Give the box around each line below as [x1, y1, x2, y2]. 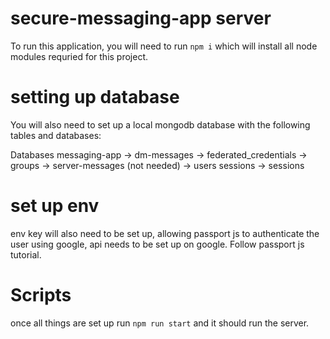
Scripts [10, 284, 72, 306]
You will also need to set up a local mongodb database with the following [10, 118, 311, 131]
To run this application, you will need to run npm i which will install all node [10, 40, 318, 52]
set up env [10, 195, 100, 217]
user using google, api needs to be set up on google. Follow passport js [10, 238, 305, 250]
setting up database [10, 86, 180, 109]
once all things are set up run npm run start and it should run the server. [10, 317, 310, 329]
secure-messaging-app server [10, 7, 272, 30]
